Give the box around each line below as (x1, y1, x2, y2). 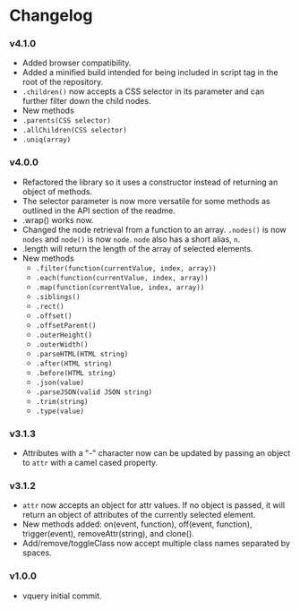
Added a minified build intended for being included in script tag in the (21, 67, 279, 78)
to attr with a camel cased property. (21, 458, 159, 468)
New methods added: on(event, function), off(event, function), (21, 519, 253, 529)
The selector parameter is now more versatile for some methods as (21, 195, 270, 206)
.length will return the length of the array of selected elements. (21, 243, 253, 253)
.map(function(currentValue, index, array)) (35, 283, 205, 292)
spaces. (21, 547, 52, 558)
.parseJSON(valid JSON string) (35, 387, 153, 397)
